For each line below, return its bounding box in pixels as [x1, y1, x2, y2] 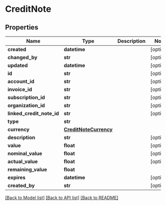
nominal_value [7, 150, 42, 157]
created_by [7, 182, 35, 189]
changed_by [7, 54, 38, 61]
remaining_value [7, 166, 47, 173]
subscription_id [7, 94, 45, 101]
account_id [7, 78, 35, 85]
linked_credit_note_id [7, 110, 59, 117]
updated [7, 62, 28, 68]
